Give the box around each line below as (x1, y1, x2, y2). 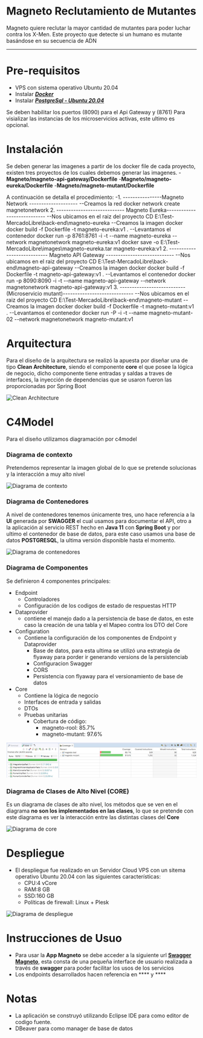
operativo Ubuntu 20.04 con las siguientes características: (14, 872, 161, 880)
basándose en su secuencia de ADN (6, 37, 97, 44)
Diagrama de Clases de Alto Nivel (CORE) (6, 787, 129, 796)
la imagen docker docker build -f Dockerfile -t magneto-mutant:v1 (30, 302, 195, 310)
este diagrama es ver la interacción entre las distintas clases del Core (6, 813, 179, 820)
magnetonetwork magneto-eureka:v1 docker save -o (28, 238, 159, 245)
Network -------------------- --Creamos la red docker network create (6, 199, 180, 207)
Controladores (24, 595, 60, 603)
